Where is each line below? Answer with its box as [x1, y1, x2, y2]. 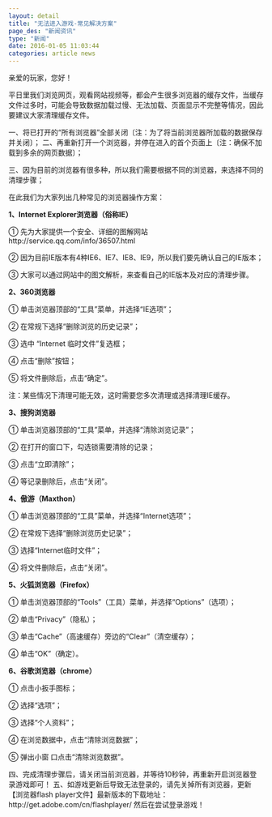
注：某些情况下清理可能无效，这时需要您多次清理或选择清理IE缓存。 [8, 391, 235, 400]
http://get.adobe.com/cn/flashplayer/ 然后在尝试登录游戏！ [8, 800, 205, 809]
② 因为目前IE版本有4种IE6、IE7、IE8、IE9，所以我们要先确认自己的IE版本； [8, 253, 264, 262]
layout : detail [8, 11, 60, 20]
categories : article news [8, 49, 96, 58]
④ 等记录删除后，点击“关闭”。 [8, 477, 112, 486]
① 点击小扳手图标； [8, 683, 78, 693]
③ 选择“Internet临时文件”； [8, 545, 103, 555]
